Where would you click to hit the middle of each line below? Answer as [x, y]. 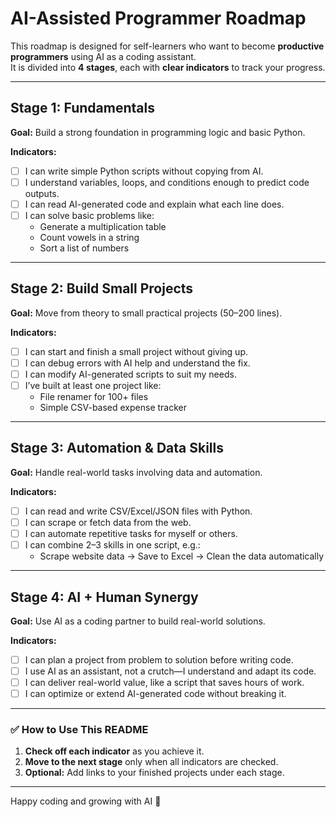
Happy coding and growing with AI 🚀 [86, 801]
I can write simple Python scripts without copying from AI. [144, 171]
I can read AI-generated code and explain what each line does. [154, 204]
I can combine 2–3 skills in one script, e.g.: [112, 545]
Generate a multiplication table [103, 226]
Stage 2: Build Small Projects [102, 288]
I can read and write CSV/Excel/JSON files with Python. [138, 511]
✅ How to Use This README [79, 730]
